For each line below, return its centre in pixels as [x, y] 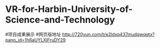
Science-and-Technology [60, 20]
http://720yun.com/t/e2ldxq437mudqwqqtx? [108, 34]
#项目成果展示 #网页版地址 [33, 34]
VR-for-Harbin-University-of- [69, 9]
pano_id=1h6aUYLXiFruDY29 [35, 40]
